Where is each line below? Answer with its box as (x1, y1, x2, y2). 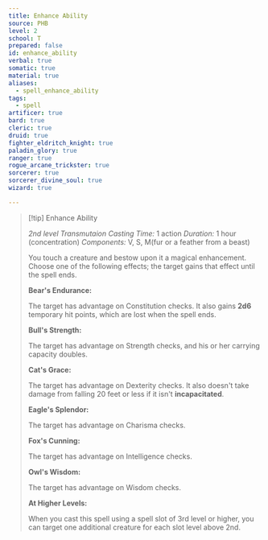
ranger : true (8, 154, 52, 162)
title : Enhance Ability (8, 11, 89, 20)
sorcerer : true (8, 169, 60, 177)
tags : (8, 94, 27, 102)
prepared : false (8, 42, 63, 50)
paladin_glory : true (8, 146, 78, 155)
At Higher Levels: (27, 498, 88, 508)
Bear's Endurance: (27, 285, 93, 295)
